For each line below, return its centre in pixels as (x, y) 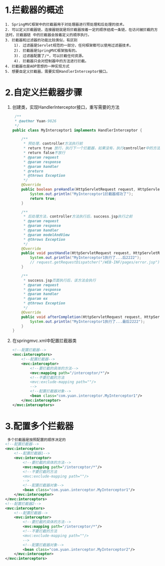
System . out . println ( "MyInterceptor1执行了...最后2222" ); (88, 321)
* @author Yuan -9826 (35, 121)
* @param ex (36, 299)
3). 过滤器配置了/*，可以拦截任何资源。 (50, 56)
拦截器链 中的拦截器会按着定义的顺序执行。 (54, 35)
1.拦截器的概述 (34, 10)
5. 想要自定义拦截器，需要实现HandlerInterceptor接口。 (57, 71)
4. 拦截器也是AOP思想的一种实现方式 (37, 66)
